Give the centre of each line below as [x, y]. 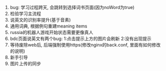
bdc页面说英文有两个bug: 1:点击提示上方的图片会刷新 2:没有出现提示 [81, 38]
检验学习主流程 [25, 13]
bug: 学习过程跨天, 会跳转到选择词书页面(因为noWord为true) [72, 7]
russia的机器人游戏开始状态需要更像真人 [52, 32]
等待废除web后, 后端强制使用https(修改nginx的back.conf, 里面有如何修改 [85, 45]
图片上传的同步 [25, 63]
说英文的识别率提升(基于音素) [40, 20]
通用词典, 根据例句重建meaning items [49, 26]
